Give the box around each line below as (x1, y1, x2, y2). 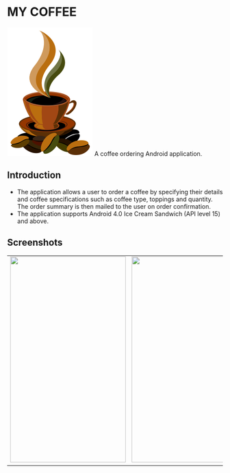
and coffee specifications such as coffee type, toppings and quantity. (16, 195, 214, 203)
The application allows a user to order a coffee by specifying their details (16, 187, 223, 196)
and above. (16, 217, 49, 225)
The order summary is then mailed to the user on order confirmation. (16, 202, 211, 210)
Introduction (7, 170, 62, 181)
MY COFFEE (7, 4, 77, 20)
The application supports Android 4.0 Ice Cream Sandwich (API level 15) (16, 209, 220, 218)
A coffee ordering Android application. (94, 149, 203, 158)
